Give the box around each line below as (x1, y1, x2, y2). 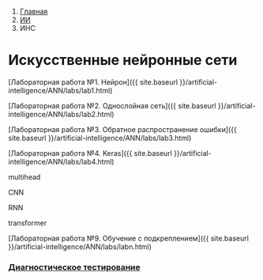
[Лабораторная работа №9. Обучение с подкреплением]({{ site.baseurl (8, 233, 249, 243)
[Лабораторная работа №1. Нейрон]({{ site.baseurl (8, 77, 178, 86)
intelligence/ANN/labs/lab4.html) (8, 157, 115, 166)
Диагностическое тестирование (8, 261, 141, 272)
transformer (8, 218, 47, 228)
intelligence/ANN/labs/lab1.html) (8, 85, 113, 95)
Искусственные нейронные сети (8, 51, 238, 70)
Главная (19, 7, 48, 16)
